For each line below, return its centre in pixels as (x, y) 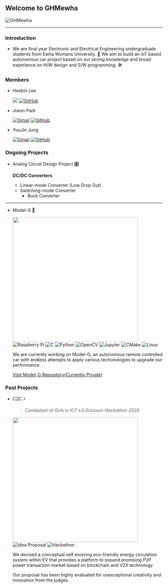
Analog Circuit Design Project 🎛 (45, 164)
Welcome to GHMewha (42, 8)
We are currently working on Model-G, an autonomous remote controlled (87, 354)
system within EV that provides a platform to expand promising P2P (82, 560)
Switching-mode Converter (48, 190)
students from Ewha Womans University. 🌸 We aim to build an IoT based (87, 54)
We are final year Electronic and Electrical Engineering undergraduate (84, 49)
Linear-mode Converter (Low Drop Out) (60, 185)
